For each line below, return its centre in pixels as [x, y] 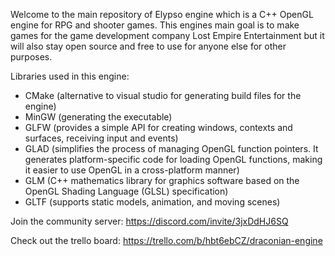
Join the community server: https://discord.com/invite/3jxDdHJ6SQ [149, 221]
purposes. [31, 57]
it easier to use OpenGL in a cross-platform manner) [132, 170]
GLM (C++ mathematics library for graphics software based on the [162, 180]
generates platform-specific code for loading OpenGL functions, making [173, 159]
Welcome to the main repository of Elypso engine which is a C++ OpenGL [162, 14]
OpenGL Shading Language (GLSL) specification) [126, 191]
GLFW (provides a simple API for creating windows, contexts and [158, 127]
